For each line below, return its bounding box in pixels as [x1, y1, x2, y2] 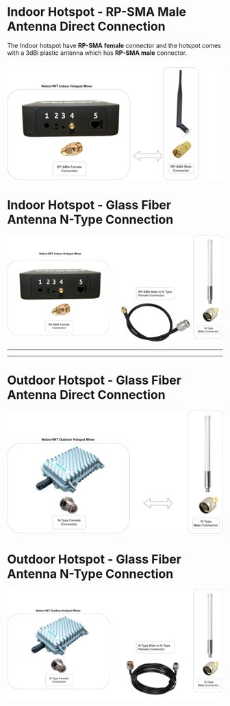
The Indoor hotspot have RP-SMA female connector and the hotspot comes [7, 41, 221, 49]
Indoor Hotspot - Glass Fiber [7, 197, 172, 212]
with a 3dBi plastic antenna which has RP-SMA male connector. [7, 49, 188, 57]
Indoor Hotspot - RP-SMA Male [7, 4, 187, 20]
